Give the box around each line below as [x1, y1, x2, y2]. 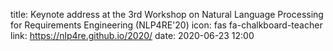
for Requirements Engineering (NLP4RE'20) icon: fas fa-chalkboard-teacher [10, 19, 323, 31]
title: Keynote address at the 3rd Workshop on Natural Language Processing [10, 9, 324, 20]
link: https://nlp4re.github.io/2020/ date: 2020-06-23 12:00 [10, 30, 255, 41]
